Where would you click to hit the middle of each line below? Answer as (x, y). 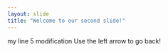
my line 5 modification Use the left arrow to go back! (84, 41)
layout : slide (28, 14)
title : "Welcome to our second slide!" (67, 21)
